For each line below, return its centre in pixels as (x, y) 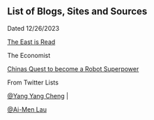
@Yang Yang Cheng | (38, 96)
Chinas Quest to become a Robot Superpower (73, 68)
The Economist (29, 55)
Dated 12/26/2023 (33, 28)
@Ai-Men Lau (27, 109)
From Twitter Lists (33, 82)
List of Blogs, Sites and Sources (77, 12)
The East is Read (31, 42)
